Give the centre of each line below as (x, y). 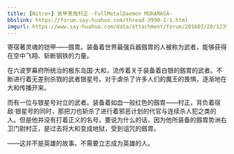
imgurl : (18, 26)
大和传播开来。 (29, 88)
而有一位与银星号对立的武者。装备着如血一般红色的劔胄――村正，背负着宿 (114, 103)
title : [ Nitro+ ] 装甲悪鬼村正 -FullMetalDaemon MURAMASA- (90, 14)
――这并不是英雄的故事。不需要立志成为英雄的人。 (80, 144)
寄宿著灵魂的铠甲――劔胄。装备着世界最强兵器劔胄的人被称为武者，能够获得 (117, 47)
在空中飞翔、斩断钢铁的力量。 (50, 55)
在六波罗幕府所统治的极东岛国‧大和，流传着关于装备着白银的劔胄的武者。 (112, 71)
